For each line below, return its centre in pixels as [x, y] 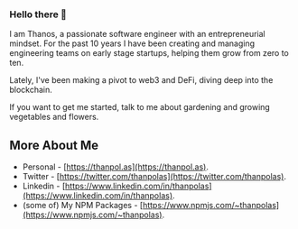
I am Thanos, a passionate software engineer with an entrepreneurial [137, 34]
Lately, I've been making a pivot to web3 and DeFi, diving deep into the [141, 80]
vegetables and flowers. [54, 117]
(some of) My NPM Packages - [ [83, 206]
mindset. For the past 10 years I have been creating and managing [132, 43]
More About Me [54, 145]
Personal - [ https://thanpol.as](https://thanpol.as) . [116, 167]
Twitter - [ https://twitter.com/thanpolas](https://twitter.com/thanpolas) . [154, 177]
